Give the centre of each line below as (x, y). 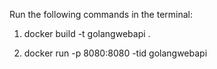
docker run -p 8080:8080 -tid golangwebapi (115, 53)
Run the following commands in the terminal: (101, 14)
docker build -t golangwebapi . (87, 33)
